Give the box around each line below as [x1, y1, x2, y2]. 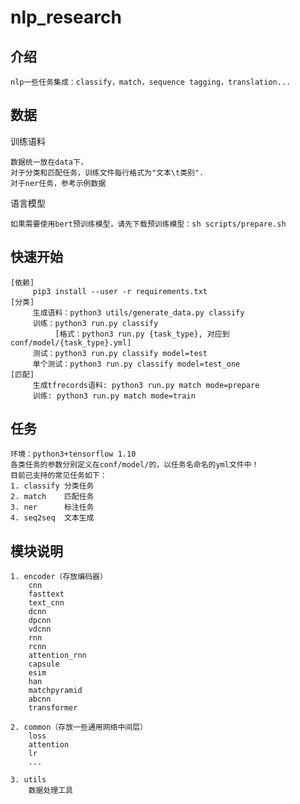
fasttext [28, 589, 65, 600]
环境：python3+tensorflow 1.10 [10, 449, 137, 460]
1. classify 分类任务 [10, 481, 95, 491]
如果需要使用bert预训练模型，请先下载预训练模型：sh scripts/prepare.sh [10, 219, 287, 229]
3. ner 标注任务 [10, 502, 95, 513]
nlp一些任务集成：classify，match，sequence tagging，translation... [10, 77, 292, 87]
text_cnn [28, 598, 65, 608]
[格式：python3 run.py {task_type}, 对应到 [54, 329, 230, 339]
